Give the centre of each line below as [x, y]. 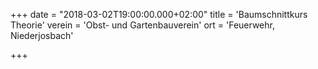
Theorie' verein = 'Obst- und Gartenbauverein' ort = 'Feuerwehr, [142, 25]
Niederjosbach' [42, 35]
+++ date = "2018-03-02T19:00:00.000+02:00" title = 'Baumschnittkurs [159, 14]
